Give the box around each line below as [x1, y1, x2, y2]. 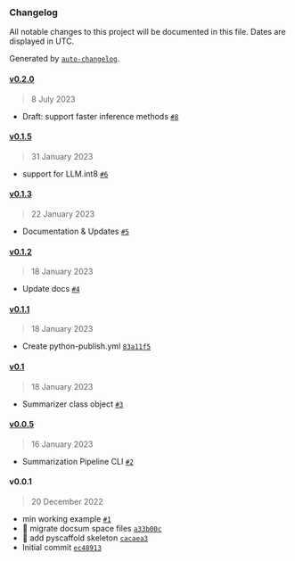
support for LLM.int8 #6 [21, 168, 109, 179]
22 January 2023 [30, 208, 95, 219]
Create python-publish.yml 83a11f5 [21, 341, 152, 351]
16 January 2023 [30, 439, 94, 450]
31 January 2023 [30, 151, 94, 161]
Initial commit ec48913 [21, 541, 102, 552]
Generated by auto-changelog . [9, 54, 120, 64]
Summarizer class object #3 [21, 399, 124, 409]
